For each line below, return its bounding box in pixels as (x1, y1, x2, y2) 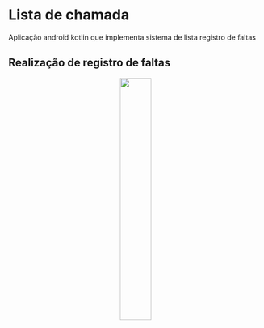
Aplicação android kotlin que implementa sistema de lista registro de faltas (8, 32, 257, 42)
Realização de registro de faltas (8, 56, 171, 70)
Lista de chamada (8, 6, 130, 24)
